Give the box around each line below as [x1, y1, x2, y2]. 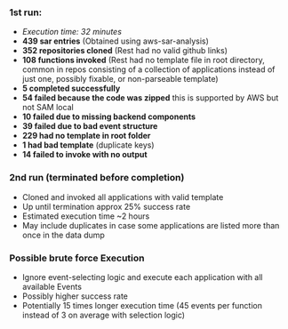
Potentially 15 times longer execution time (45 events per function [21, 300, 263, 310]
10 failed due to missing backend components [21, 111, 196, 122]
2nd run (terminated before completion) [9, 172, 185, 184]
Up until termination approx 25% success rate [21, 201, 191, 212]
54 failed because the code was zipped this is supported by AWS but [21, 92, 279, 103]
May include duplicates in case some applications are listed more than [21, 220, 280, 230]
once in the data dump [21, 229, 105, 240]
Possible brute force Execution [9, 252, 145, 264]
